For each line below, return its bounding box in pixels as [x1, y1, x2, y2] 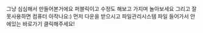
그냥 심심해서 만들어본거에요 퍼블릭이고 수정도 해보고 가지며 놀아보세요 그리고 [6, 5, 191, 12]
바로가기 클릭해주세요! [22, 20, 75, 27]
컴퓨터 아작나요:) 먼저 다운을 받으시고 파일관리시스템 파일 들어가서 [32, 13, 189, 20]
